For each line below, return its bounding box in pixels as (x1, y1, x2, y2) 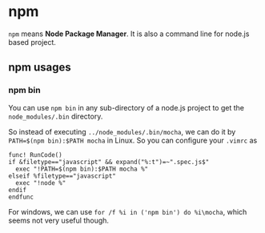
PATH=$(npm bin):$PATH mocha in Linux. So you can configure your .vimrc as (8, 135, 258, 145)
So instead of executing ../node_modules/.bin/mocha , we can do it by (8, 127, 236, 136)
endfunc (8, 193, 34, 201)
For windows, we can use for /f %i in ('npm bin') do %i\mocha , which (8, 207, 247, 216)
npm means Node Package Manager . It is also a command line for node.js (8, 29, 250, 38)
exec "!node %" (15, 179, 66, 187)
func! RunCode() (8, 151, 62, 159)
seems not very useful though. (8, 215, 110, 225)
